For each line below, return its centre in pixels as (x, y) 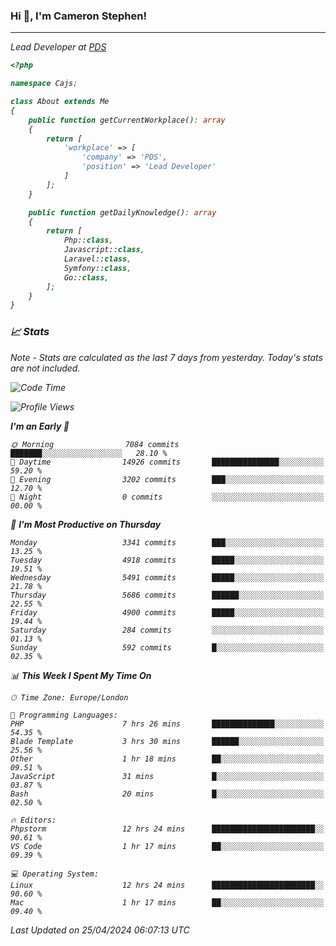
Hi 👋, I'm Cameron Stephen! (78, 16)
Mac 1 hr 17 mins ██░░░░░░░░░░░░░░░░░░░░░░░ (167, 902)
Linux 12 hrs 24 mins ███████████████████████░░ (167, 885)
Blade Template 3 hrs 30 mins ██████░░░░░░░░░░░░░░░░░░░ (167, 741)
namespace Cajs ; (44, 84)
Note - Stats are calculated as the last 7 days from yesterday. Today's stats (166, 357)
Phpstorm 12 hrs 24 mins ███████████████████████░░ (167, 829)
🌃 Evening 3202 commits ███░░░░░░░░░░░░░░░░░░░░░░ (167, 479)
